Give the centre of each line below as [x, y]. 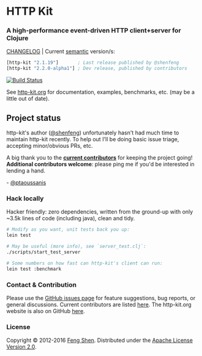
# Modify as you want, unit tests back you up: [68, 230]
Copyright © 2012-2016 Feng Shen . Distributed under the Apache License [99, 340]
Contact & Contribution [41, 285]
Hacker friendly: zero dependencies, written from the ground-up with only [100, 212]
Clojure [17, 38]
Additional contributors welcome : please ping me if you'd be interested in [100, 164]
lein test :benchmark [34, 269]
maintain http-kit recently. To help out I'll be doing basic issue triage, [93, 139]
